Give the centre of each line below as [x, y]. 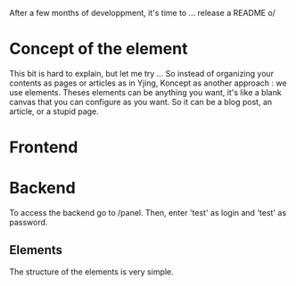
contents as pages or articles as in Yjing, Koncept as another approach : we [148, 83]
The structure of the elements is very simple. [91, 272]
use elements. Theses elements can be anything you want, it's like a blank [146, 92]
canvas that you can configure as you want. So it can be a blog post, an [141, 102]
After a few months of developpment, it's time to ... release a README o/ [143, 13]
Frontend [44, 147]
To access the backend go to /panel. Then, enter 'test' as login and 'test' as [148, 213]
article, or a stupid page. [54, 111]
